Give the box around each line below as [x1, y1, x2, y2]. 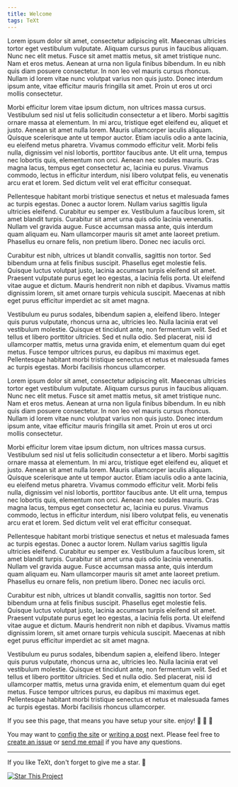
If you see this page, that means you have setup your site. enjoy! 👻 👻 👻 [7, 716, 213, 725]
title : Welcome [7, 10, 52, 18]
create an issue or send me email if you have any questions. [7, 737, 183, 746]
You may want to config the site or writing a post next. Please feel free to [7, 730, 220, 738]
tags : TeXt [7, 17, 40, 24]
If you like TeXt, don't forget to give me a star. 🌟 [7, 758, 147, 766]
